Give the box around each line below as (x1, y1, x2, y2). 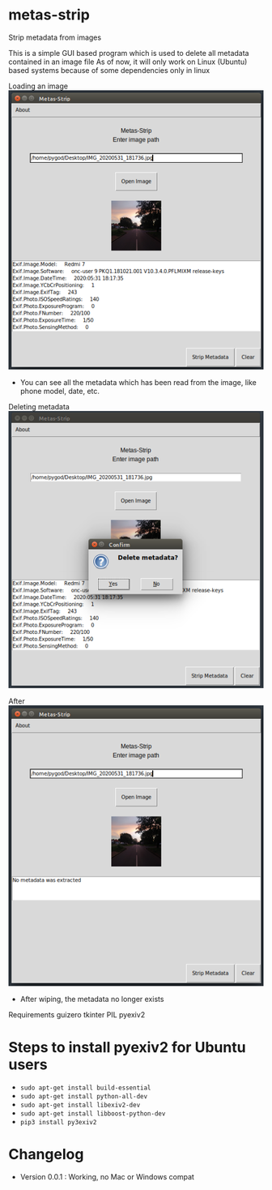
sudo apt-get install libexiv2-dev (19, 1101, 141, 1109)
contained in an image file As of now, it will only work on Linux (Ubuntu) (8, 57, 248, 66)
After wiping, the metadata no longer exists (19, 994, 164, 1004)
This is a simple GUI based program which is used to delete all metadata (8, 48, 249, 58)
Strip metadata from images (8, 32, 102, 42)
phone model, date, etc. (19, 387, 100, 396)
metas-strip (8, 6, 91, 24)
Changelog (8, 1145, 84, 1163)
